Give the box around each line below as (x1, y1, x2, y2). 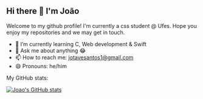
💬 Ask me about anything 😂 (15, 47, 86, 54)
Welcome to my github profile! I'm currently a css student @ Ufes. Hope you (6, 22, 198, 29)
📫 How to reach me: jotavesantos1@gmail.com (15, 53, 134, 61)
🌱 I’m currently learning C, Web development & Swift (15, 40, 147, 47)
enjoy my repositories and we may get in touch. (6, 29, 125, 36)
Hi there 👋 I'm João (6, 6, 80, 16)
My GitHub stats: (6, 74, 49, 81)
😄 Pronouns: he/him (15, 62, 67, 70)
